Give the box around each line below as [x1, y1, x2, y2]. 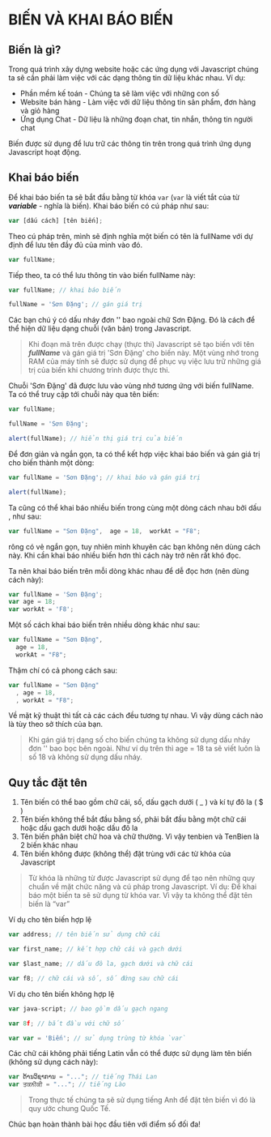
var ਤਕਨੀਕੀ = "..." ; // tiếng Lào [8, 1080, 126, 1088]
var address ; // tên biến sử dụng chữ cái [8, 930, 161, 938]
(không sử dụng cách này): [8, 1057, 99, 1067]
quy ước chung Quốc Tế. [28, 1104, 111, 1113]
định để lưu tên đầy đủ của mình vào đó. [8, 240, 143, 250]
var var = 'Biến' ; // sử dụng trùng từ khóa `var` [8, 1034, 186, 1042]
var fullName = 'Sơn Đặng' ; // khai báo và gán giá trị [8, 473, 201, 481]
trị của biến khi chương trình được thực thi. [28, 365, 171, 375]
